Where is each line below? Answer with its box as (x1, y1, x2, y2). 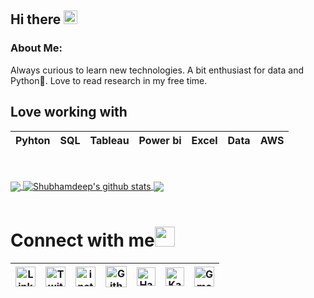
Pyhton (15, 133, 51, 147)
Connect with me (10, 229, 155, 252)
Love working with (10, 104, 128, 121)
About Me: (10, 41, 63, 55)
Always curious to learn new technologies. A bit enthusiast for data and (10, 64, 305, 76)
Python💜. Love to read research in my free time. (10, 74, 208, 86)
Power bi (138, 133, 182, 147)
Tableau (89, 133, 130, 147)
